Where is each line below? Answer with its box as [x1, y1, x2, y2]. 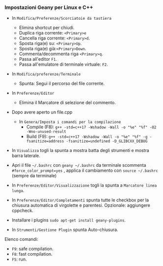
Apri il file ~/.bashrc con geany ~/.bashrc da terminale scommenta [11, 162, 146, 168]
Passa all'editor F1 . [19, 56, 57, 62]
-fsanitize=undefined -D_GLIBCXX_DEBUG [66, 139, 148, 144]
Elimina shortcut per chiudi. [19, 25, 75, 31]
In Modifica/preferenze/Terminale [11, 71, 81, 77]
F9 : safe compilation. [11, 246, 54, 252]
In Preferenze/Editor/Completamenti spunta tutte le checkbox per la [11, 197, 149, 203]
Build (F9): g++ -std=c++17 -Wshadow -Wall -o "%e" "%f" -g [26, 134, 148, 140]
